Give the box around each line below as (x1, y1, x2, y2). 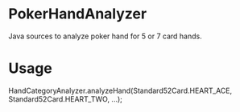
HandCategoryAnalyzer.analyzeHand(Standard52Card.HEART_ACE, (8, 86, 233, 95)
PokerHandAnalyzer (8, 5, 147, 23)
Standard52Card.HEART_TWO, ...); (8, 94, 123, 104)
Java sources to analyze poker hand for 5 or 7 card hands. (8, 31, 203, 41)
